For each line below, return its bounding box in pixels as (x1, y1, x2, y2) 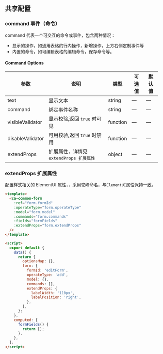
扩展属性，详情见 (48, 148, 88, 155)
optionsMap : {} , (22, 259, 55, 264)
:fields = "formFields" (14, 219, 57, 224)
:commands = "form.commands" (14, 214, 68, 219)
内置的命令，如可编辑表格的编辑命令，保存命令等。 (12, 48, 114, 54)
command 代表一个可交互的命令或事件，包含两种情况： (5, 32, 115, 38)
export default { (9, 245, 45, 250)
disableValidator (7, 135, 44, 142)
